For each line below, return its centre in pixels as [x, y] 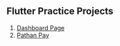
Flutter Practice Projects [60, 11]
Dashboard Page [41, 27]
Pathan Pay [33, 35]
